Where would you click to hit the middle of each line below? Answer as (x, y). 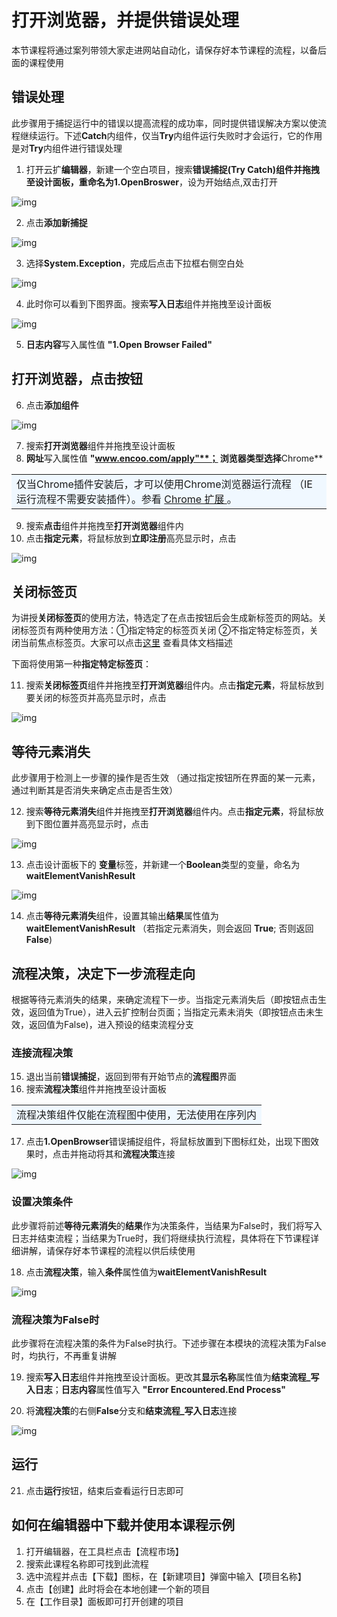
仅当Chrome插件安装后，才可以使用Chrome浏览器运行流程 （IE (164, 484)
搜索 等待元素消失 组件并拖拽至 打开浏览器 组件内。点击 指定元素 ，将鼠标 (170, 812)
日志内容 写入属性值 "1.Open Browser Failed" (119, 344)
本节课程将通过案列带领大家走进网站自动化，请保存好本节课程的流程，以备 (164, 50)
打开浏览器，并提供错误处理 (125, 20)
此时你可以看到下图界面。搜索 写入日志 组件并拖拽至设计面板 (148, 303)
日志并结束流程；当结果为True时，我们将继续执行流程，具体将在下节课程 (161, 1238)
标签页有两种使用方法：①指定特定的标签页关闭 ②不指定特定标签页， (164, 630)
